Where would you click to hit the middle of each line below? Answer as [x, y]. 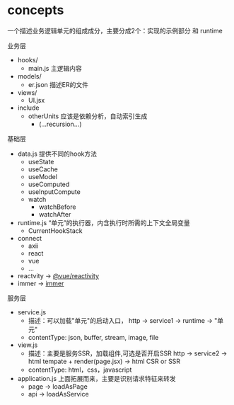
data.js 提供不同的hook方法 [57, 154]
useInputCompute [54, 192]
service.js [32, 312]
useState [41, 161]
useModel [43, 176]
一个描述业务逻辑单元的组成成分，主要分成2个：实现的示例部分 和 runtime [115, 30]
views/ [27, 92]
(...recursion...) [60, 124]
